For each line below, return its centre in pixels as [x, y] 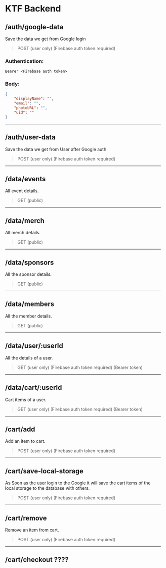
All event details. [22, 191]
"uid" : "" [24, 113]
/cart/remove [26, 518]
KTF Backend [33, 9]
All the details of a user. [29, 358]
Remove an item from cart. [32, 530]
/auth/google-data [34, 27]
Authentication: [24, 61]
